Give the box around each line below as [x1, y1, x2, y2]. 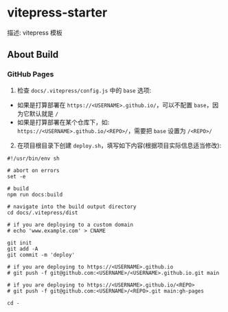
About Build [7, 49, 59, 61]
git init [7, 239, 32, 246]
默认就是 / [29, 109, 58, 118]
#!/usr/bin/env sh [7, 155, 60, 162]
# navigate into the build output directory [7, 203, 137, 210]
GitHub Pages [7, 70, 54, 79]
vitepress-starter [7, 5, 108, 21]
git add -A [7, 245, 38, 252]
